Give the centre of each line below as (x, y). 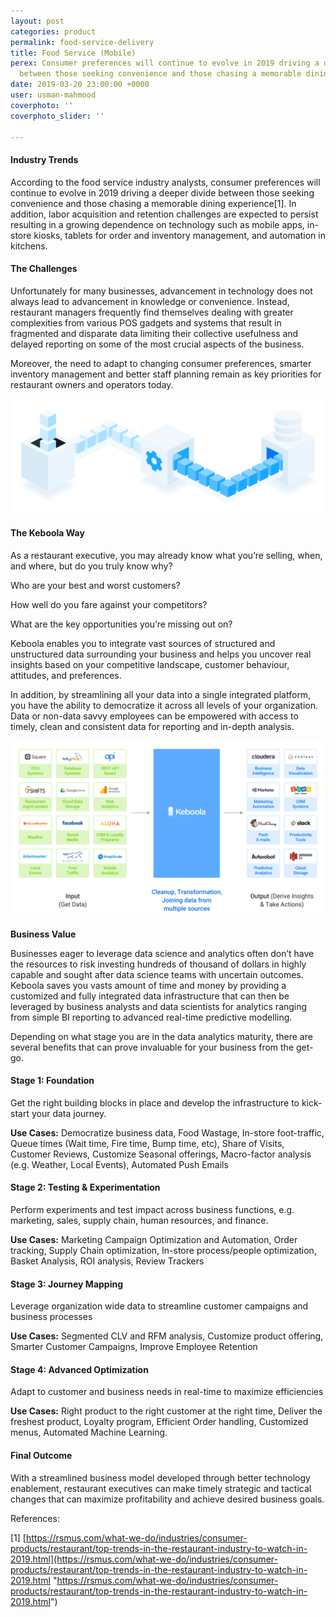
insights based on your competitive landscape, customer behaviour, (150, 665)
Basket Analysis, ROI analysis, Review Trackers (107, 1261)
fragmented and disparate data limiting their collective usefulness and (154, 333)
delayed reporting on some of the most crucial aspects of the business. (157, 344)
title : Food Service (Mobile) (73, 53)
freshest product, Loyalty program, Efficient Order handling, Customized (159, 1422)
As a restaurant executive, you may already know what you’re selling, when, (166, 556)
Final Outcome (41, 1455)
